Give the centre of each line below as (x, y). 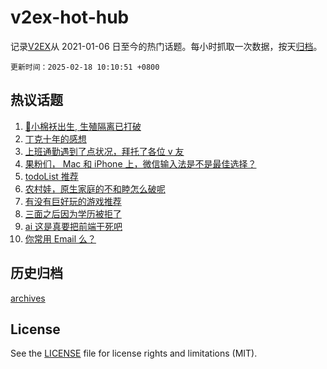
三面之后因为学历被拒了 (73, 213)
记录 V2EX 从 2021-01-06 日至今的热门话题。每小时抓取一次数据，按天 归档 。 (166, 46)
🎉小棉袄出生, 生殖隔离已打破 (83, 126)
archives (28, 298)
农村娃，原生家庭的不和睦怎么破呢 (95, 188)
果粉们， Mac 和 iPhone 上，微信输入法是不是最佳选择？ (140, 163)
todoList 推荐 (51, 176)
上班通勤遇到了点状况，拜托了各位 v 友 (104, 151)
